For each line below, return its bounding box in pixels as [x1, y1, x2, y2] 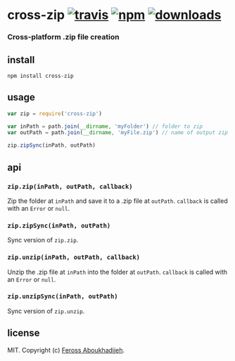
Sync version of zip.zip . [7, 236, 79, 244]
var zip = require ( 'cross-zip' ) [7, 110, 102, 117]
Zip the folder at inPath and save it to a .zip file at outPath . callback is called [7, 197, 228, 205]
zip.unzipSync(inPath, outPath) [7, 292, 118, 301]
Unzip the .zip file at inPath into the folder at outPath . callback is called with [7, 268, 227, 276]
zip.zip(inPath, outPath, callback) [7, 183, 133, 190]
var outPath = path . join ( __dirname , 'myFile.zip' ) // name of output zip [7, 129, 229, 136]
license [7, 327, 40, 339]
